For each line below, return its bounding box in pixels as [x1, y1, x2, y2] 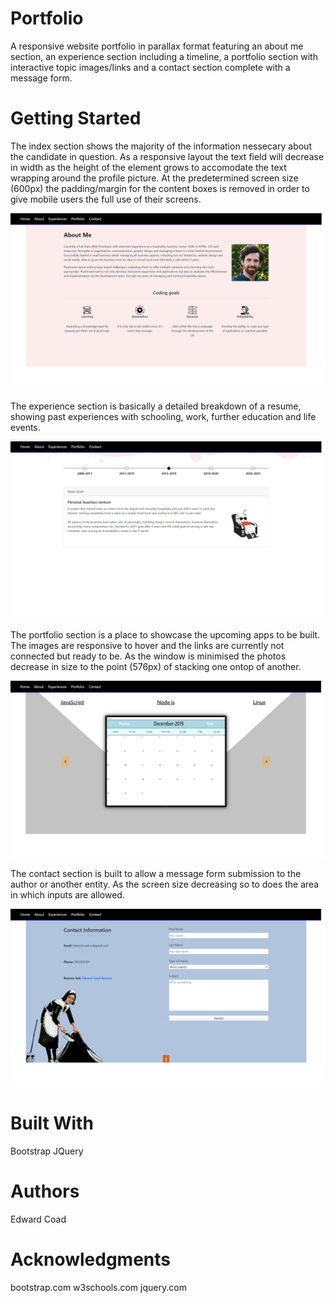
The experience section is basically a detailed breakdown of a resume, [10, 400, 302, 412]
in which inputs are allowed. [10, 889, 125, 901]
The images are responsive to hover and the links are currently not [10, 639, 285, 651]
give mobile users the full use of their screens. [10, 193, 202, 205]
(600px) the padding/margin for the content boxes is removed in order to [10, 182, 310, 194]
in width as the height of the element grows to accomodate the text [10, 161, 287, 173]
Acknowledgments [10, 1248, 172, 1271]
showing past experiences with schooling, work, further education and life [10, 411, 317, 423]
